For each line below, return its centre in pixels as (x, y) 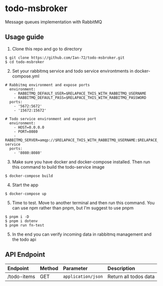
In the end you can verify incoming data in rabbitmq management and (82, 234)
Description (121, 268)
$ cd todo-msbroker (25, 62)
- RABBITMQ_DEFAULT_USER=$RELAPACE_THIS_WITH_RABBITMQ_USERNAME (80, 93)
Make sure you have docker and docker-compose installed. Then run (81, 162)
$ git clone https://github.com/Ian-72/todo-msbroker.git (65, 58)
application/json (83, 276)
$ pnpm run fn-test (25, 225)
